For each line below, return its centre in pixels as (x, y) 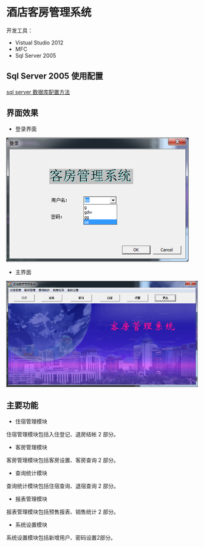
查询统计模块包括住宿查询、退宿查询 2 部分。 (63, 486)
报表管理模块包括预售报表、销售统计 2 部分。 (63, 512)
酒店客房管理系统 (49, 12)
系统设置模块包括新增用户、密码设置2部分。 (61, 537)
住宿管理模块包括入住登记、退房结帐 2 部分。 (63, 434)
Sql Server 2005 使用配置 (55, 76)
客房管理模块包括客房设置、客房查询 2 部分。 (63, 460)
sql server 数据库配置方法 (38, 92)
